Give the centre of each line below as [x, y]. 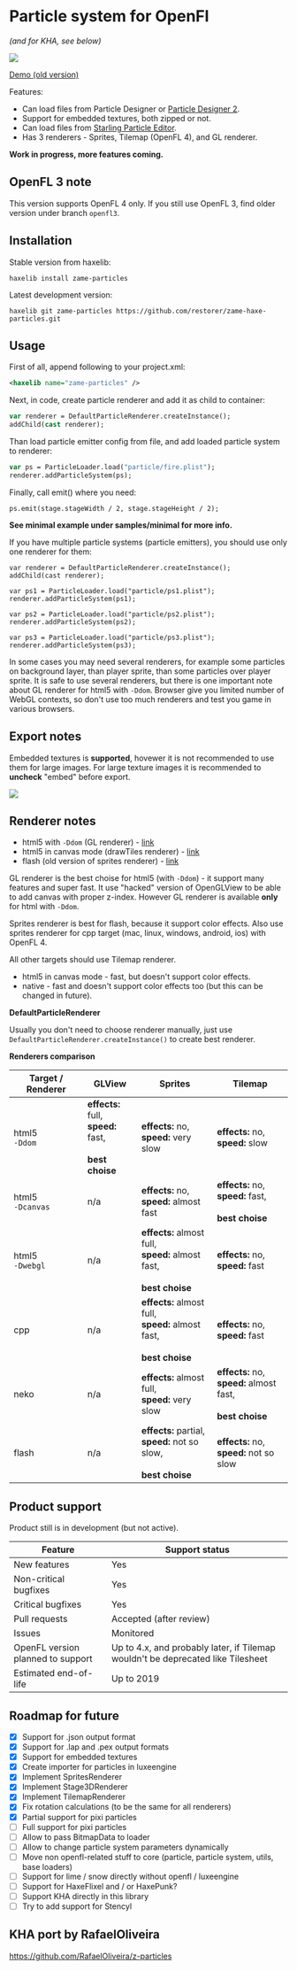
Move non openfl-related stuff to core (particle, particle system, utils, [148, 1857]
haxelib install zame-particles [69, 278]
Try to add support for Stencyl [77, 1906]
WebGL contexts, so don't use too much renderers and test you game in [140, 699]
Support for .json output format [79, 1737]
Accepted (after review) [160, 1619]
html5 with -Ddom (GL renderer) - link [88, 842]
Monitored [133, 1634]
